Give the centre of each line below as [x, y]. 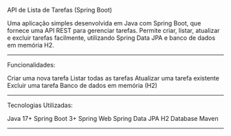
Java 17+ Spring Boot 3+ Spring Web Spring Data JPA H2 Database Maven [113, 118]
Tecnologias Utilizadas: [40, 105]
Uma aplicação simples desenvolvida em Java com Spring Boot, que [104, 23]
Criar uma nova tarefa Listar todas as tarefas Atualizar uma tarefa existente [113, 78]
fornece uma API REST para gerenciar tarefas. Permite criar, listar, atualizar [113, 31]
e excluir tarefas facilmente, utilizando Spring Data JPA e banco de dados [111, 38]
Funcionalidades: [31, 65]
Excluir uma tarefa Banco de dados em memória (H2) [82, 86]
